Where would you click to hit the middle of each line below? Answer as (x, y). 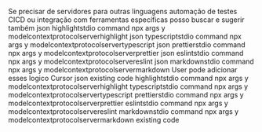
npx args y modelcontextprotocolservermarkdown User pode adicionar (123, 70)
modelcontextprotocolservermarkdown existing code (94, 120)
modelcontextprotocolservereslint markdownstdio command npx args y (124, 112)
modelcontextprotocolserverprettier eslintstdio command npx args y (118, 103)
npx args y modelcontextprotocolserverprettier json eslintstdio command (126, 53)
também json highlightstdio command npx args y (87, 28)
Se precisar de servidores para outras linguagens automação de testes (123, 11)
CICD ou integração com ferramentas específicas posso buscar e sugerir (126, 20)
